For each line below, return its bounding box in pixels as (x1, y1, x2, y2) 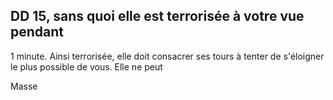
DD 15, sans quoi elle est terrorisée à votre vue (10, 8, 305, 25)
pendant (10, 24, 65, 41)
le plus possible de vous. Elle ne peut (10, 60, 163, 73)
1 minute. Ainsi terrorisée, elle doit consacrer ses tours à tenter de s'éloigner (10, 50, 325, 62)
